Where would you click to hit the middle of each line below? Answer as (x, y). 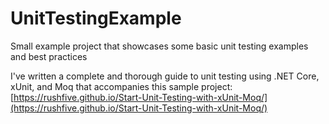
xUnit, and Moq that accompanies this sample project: (121, 86)
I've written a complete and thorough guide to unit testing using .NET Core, (165, 76)
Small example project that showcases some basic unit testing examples (159, 46)
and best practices (49, 56)
